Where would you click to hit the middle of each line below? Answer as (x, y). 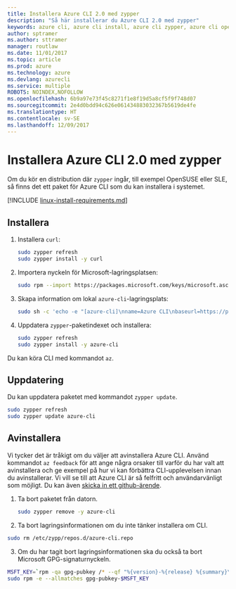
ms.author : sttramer (38, 40)
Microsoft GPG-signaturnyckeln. (64, 559)
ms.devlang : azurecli (39, 79)
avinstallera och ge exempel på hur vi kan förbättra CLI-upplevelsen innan (114, 470)
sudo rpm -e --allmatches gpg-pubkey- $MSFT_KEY (78, 578)
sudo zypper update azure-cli (52, 417)
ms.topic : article (34, 60)
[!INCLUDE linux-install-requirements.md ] (67, 201)
